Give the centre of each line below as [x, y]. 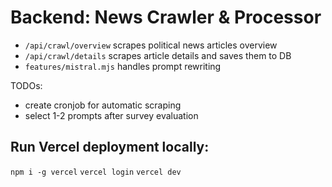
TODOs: [26, 85]
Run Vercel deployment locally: [110, 147]
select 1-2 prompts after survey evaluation [111, 115]
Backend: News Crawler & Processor [166, 17]
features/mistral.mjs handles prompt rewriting [123, 66]
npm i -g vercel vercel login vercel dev [96, 172]
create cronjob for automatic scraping [103, 105]
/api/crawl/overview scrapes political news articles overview [151, 45]
